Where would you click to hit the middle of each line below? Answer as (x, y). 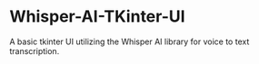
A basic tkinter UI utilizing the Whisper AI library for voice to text (129, 41)
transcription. (35, 50)
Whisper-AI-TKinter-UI (97, 17)
